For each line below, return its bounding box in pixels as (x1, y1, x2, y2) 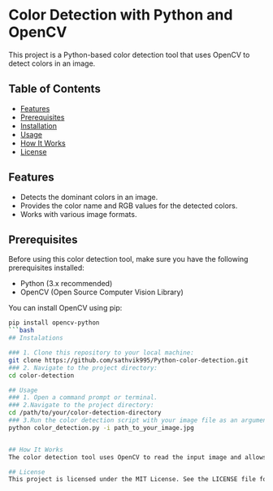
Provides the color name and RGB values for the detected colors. (19, 201, 238, 211)
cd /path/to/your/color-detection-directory (8, 409, 162, 417)
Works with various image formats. (19, 209, 137, 219)
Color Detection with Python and (8, 6, 233, 24)
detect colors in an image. (8, 59, 96, 68)
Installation (19, 120, 58, 131)
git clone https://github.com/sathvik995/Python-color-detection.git (8, 356, 249, 364)
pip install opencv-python (8, 319, 100, 327)
